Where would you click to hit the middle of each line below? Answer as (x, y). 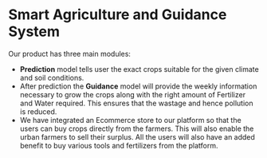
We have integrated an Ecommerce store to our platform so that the (130, 120)
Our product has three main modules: (70, 53)
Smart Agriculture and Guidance (118, 15)
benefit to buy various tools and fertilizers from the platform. (119, 145)
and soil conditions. (52, 77)
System (34, 32)
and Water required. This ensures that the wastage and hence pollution (136, 103)
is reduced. (38, 111)
